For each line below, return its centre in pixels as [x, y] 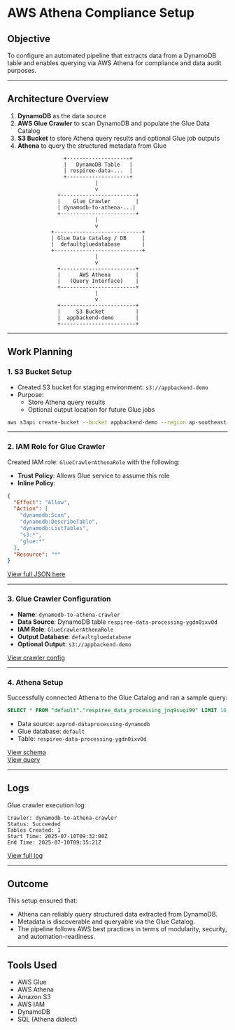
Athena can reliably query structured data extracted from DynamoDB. [117, 914]
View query [24, 759]
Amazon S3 [34, 997]
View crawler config [36, 657]
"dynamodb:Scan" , [45, 515]
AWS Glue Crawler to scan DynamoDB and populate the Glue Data [113, 123]
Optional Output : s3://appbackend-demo [74, 644]
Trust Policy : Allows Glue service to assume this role [93, 475]
